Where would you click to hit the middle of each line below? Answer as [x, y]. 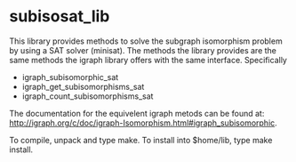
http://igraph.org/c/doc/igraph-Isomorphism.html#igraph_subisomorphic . [143, 123]
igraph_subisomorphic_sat [70, 77]
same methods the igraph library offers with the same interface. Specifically [148, 60]
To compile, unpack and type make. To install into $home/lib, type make [141, 140]
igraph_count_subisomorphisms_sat [88, 96]
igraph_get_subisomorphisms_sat [83, 86]
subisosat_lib [60, 16]
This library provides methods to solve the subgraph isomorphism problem [146, 41]
